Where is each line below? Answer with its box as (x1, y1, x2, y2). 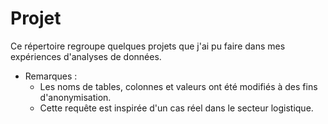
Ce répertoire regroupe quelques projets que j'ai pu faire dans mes (10, 40, 286, 52)
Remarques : (24, 70, 78, 82)
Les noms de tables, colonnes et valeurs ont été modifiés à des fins (39, 80, 318, 92)
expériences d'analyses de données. (10, 50, 162, 62)
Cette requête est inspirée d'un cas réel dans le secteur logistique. (39, 102, 314, 114)
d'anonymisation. (39, 91, 112, 103)
